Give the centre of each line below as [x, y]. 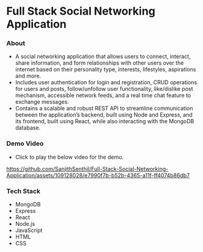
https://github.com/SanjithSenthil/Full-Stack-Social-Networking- [87, 168]
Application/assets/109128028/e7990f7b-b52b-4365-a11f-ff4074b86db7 [98, 175]
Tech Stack [24, 191]
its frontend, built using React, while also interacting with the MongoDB [105, 121]
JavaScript [29, 231]
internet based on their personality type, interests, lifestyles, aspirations [105, 70]
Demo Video [25, 143]
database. [28, 128]
